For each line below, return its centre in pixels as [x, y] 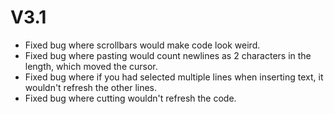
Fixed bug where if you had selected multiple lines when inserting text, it [174, 77]
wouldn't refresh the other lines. [91, 87]
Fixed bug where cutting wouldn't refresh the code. [130, 98]
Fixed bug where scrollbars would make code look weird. [142, 45]
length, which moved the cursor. [91, 66]
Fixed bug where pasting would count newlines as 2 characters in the [168, 55]
